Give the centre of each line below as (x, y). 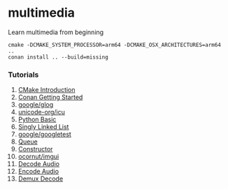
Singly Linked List (43, 127)
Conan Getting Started (50, 97)
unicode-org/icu (42, 112)
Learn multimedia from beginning (56, 32)
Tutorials (23, 75)
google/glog (36, 105)
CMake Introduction (47, 90)
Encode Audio (38, 172)
